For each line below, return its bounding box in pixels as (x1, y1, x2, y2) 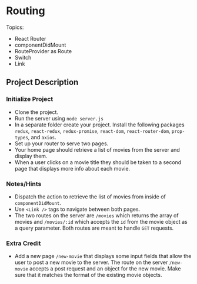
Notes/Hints (6, 179, 42, 188)
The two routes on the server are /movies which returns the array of (14, 211, 179, 219)
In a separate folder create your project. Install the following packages (14, 121, 185, 128)
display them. (14, 152, 48, 159)
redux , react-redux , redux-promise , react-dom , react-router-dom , (14, 127, 171, 134)
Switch (14, 54, 32, 61)
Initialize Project (6, 95, 54, 103)
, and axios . (28, 133, 57, 141)
